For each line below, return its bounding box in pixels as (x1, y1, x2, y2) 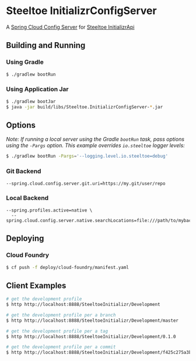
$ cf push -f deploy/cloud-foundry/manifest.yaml (6, 264, 129, 270)
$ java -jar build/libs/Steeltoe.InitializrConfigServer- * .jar (6, 104, 163, 110)
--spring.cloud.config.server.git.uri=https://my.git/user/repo (6, 180, 166, 186)
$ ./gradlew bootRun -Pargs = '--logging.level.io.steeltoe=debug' (6, 154, 168, 159)
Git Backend (6, 167, 41, 175)
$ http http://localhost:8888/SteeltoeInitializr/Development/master (6, 318, 179, 323)
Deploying (6, 233, 44, 244)
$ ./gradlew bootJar (6, 98, 57, 104)
